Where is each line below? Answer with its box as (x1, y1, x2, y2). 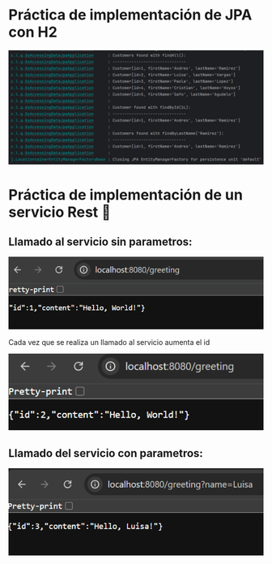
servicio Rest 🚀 (8, 203, 112, 221)
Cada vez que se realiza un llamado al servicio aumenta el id (8, 337, 210, 347)
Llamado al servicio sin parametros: (8, 235, 193, 248)
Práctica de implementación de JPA (8, 6, 253, 24)
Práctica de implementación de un (8, 185, 243, 204)
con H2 (8, 23, 58, 41)
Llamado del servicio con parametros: (8, 446, 204, 460)
